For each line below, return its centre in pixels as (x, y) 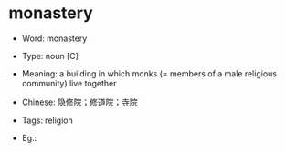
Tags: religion (48, 120)
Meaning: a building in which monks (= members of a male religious (149, 73)
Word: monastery (54, 38)
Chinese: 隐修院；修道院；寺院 (79, 102)
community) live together (69, 83)
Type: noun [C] (50, 56)
